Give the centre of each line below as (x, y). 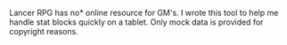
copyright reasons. (44, 31)
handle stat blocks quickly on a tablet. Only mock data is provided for (136, 22)
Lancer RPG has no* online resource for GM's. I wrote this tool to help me (144, 13)
